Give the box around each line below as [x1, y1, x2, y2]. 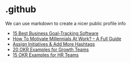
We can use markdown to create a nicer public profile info [5, 20, 126, 26]
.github [5, 4, 36, 15]
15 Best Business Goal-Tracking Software [12, 30, 99, 36]
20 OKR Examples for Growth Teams [12, 46, 89, 52]
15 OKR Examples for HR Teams [12, 52, 79, 58]
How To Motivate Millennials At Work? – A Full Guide [12, 36, 121, 42]
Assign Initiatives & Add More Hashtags [12, 41, 95, 47]
